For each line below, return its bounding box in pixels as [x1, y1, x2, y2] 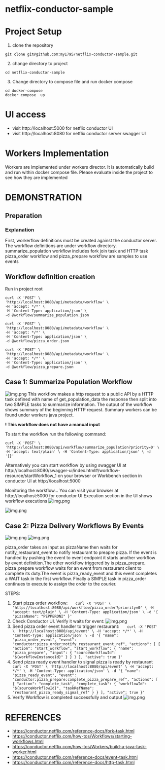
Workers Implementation [5, 148, 109, 159]
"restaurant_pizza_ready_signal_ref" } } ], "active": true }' [12, 690, 145, 695]
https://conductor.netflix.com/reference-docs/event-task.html [12, 754, 138, 760]
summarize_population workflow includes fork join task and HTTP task [5, 248, 149, 254]
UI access [5, 109, 46, 120]
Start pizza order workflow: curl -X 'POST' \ [12, 600, 111, 606]
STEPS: [5, 590, 21, 596]
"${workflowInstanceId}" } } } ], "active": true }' [12, 655, 123, 660]
